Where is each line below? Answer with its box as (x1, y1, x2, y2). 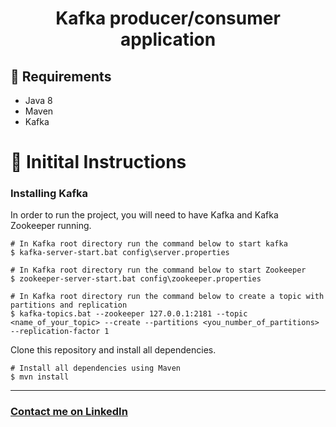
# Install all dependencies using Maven (10, 363, 182, 374)
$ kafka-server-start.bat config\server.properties (10, 248, 230, 258)
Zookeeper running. (10, 220, 92, 232)
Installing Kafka (10, 187, 88, 201)
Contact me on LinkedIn (10, 405, 128, 419)
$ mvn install (10, 372, 70, 382)
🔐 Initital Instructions (10, 151, 187, 174)
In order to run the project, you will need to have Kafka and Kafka (10, 209, 279, 221)
